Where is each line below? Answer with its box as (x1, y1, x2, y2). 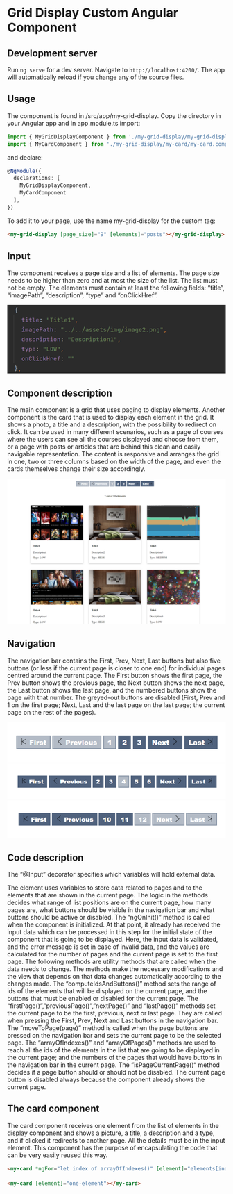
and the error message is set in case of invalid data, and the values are (7, 943, 209, 951)
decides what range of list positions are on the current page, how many (7, 898, 212, 907)
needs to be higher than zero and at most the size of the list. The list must (7, 276, 218, 284)
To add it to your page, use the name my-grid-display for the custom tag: (7, 217, 216, 225)
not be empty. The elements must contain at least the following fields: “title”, (7, 283, 225, 292)
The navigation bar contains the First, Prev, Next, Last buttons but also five (7, 656, 221, 665)
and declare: (7, 153, 43, 161)
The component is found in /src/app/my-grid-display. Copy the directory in (7, 111, 221, 119)
